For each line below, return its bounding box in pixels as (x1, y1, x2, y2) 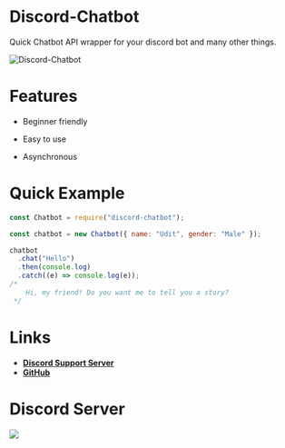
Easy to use (22, 134, 66, 144)
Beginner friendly (22, 115, 88, 126)
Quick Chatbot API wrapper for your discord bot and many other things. (9, 36, 277, 47)
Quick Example (9, 184, 125, 204)
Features (9, 86, 78, 106)
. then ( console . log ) (17, 263, 92, 272)
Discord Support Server (22, 357, 115, 368)
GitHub (22, 366, 51, 378)
